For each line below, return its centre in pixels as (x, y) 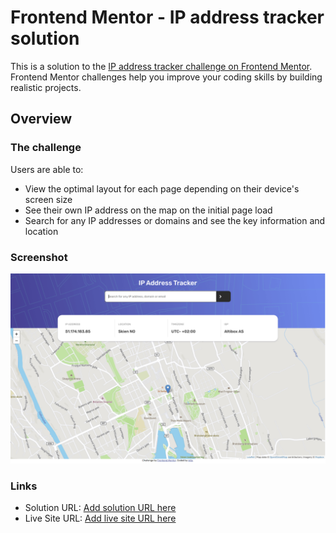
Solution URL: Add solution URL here (100, 508)
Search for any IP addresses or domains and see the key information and (175, 220)
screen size (48, 199)
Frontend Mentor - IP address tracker (167, 17)
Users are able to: (47, 169)
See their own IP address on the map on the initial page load (148, 210)
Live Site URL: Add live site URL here (100, 518)
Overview (41, 119)
